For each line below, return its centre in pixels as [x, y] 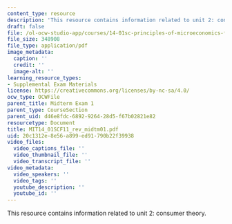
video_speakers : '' [41, 174]
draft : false [26, 26]
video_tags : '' [35, 180]
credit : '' [29, 65]
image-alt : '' [33, 71]
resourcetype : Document [41, 123]
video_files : [26, 142]
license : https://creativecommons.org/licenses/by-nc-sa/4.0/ [98, 91]
